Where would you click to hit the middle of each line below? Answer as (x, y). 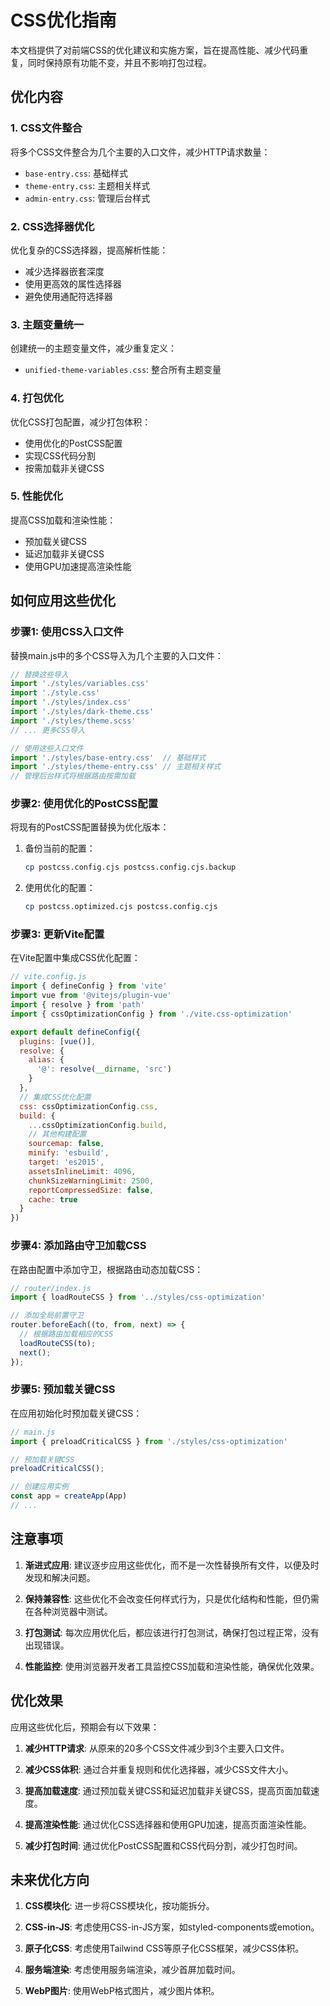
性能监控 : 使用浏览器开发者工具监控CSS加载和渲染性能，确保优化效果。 (172, 1666)
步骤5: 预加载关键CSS (63, 1389)
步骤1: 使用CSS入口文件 (67, 632)
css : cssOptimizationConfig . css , (89, 1106)
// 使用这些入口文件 (47, 748)
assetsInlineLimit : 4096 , (82, 1171)
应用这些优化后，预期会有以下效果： (85, 1727)
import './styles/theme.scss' (73, 721)
